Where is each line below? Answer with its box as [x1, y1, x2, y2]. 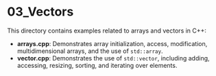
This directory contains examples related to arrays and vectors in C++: [7, 26, 207, 35]
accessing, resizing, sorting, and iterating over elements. [16, 61, 178, 69]
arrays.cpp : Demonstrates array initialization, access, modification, [16, 39, 208, 47]
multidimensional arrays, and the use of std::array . [16, 47, 163, 55]
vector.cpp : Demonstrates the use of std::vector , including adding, [16, 54, 211, 62]
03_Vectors [7, 4, 74, 20]
